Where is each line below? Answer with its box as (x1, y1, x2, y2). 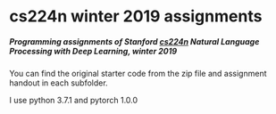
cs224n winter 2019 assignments (9, 6, 263, 27)
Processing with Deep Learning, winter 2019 (9, 45, 178, 56)
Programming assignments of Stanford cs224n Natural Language (9, 36, 260, 46)
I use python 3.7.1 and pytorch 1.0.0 (9, 95, 138, 106)
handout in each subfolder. (9, 77, 109, 88)
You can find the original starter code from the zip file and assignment (9, 69, 267, 79)
